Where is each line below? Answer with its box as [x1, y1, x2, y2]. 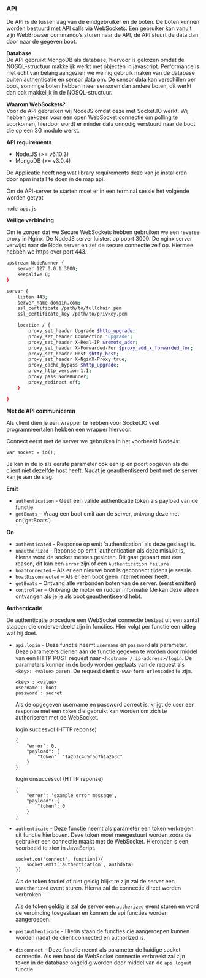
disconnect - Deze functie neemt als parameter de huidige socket [15, 945, 181, 953]
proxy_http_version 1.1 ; [28, 368, 92, 374]
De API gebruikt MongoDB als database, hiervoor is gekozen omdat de [6, 56, 185, 64]
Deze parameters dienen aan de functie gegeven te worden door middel [15, 648, 198, 655]
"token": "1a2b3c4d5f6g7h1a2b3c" [37, 753, 123, 759]
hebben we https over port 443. [6, 248, 87, 255]
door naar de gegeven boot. [6, 38, 77, 45]
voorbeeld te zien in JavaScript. [15, 844, 96, 852]
